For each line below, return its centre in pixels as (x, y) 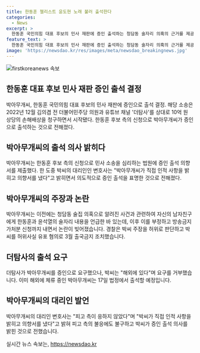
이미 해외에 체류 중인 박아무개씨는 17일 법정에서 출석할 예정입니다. (95, 280)
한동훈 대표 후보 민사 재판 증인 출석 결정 (74, 89)
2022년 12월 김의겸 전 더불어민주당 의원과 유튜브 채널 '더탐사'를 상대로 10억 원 (97, 112)
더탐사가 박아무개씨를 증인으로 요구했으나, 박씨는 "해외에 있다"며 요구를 (89, 273)
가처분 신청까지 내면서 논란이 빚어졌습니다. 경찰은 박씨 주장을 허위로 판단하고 (95, 229)
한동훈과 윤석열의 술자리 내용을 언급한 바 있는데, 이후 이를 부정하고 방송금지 (104, 222)
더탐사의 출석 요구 (37, 257)
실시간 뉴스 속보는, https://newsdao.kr (51, 343)
